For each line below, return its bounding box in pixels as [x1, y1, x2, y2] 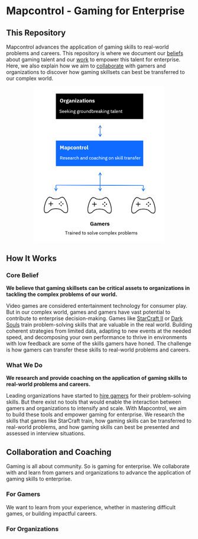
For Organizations [6, 525, 59, 533]
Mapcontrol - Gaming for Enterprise [6, 4, 185, 18]
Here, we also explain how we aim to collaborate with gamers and [6, 62, 166, 69]
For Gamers [6, 490, 40, 498]
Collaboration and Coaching [6, 447, 112, 457]
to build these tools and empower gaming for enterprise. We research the [6, 411, 185, 418]
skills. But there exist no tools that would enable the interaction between [6, 398, 181, 406]
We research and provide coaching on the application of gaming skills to [6, 375, 187, 382]
